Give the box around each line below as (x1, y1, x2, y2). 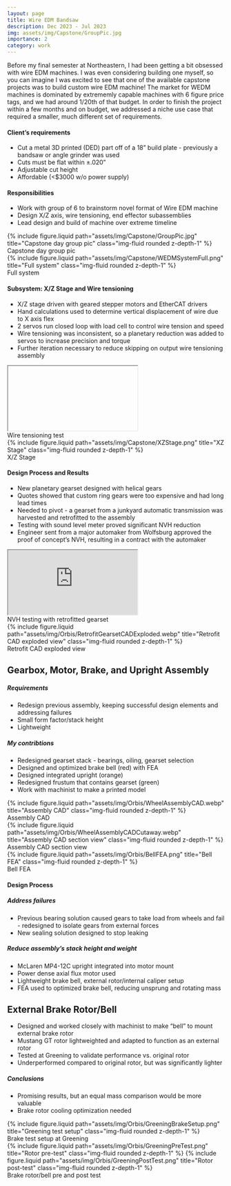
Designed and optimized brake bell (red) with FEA (17, 764, 159, 772)
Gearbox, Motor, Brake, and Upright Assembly (7, 664, 209, 676)
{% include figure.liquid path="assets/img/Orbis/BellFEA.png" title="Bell (7, 850, 212, 859)
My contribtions (7, 739, 54, 747)
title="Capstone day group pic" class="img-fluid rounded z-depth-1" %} (7, 239, 212, 248)
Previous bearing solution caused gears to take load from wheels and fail (17, 913, 225, 922)
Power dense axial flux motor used (17, 969, 116, 977)
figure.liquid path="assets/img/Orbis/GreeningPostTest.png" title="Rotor (7, 1156, 214, 1165)
